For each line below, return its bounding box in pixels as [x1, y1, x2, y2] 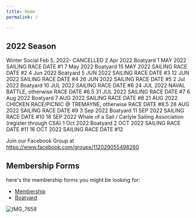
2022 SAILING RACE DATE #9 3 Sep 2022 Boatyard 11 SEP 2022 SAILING [6, 107, 185, 114]
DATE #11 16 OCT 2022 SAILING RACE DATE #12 [6, 126, 123, 133]
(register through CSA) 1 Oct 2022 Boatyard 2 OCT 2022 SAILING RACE [6, 119, 181, 127]
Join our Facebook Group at [6, 137, 74, 145]
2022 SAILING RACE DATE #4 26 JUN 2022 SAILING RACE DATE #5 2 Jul [6, 76, 185, 83]
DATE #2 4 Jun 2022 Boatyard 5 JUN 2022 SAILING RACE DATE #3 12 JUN [6, 69, 190, 77]
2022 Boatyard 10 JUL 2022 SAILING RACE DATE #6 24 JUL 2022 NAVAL [6, 82, 186, 89]
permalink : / [6, 14, 38, 20]
